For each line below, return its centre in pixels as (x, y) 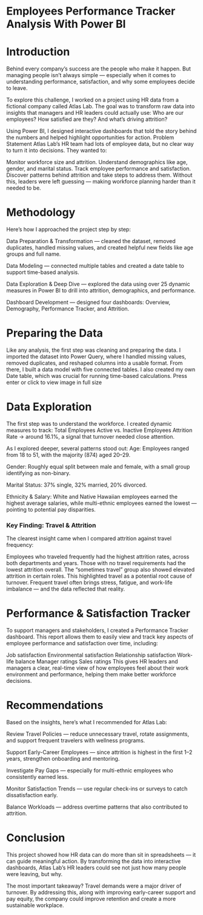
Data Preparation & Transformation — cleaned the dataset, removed (91, 241)
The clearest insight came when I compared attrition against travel (89, 538)
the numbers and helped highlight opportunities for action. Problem (90, 137)
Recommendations (55, 705)
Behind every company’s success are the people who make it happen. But (98, 69)
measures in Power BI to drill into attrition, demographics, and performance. (101, 290)
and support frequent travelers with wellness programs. (76, 741)
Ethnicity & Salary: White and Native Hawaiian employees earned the (92, 496)
